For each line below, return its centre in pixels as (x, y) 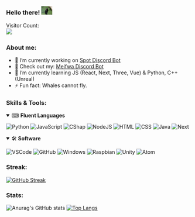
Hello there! (23, 13)
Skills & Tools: (26, 102)
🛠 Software (26, 139)
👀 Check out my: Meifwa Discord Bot (59, 67)
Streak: (17, 167)
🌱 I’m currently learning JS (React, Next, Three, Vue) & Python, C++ (96, 73)
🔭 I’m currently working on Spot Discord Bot (68, 60)
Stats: (15, 195)
